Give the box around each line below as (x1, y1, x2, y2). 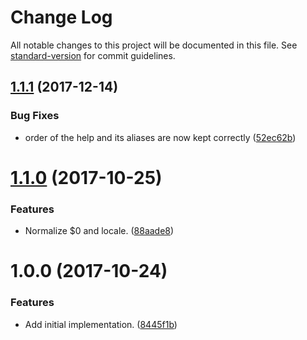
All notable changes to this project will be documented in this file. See (10, 39, 298, 51)
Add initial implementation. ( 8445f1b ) (24, 318, 178, 330)
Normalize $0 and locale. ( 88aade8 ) (24, 225, 175, 237)
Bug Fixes (10, 109, 60, 123)
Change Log (10, 6, 113, 29)
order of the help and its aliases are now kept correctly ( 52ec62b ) (24, 131, 297, 143)
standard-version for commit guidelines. (10, 49, 176, 61)
